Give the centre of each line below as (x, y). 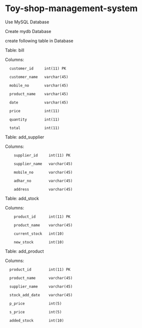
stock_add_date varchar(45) (41, 295)
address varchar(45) (43, 189)
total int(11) (35, 128)
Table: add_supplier (25, 137)
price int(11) (35, 111)
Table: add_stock (22, 198)
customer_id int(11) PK (38, 69)
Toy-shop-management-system (71, 9)
